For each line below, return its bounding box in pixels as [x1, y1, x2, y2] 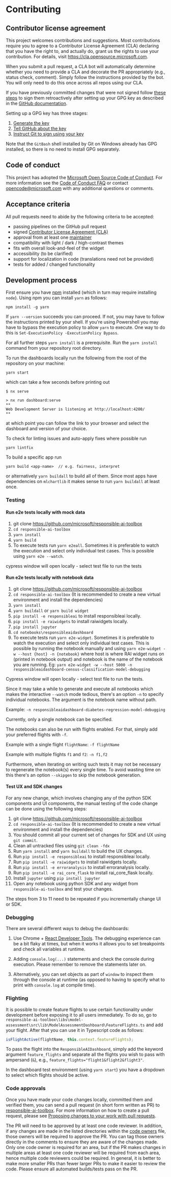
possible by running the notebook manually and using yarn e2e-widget [13, 645, 161, 651]
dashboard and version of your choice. [6, 426, 87, 432]
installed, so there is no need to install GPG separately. [6, 146, 120, 152]
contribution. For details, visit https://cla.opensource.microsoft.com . [6, 53, 149, 60]
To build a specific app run [6, 454, 62, 460]
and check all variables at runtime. [13, 946, 85, 952]
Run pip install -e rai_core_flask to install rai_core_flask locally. [13, 870, 154, 876]
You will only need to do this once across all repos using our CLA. [6, 80, 144, 86]
